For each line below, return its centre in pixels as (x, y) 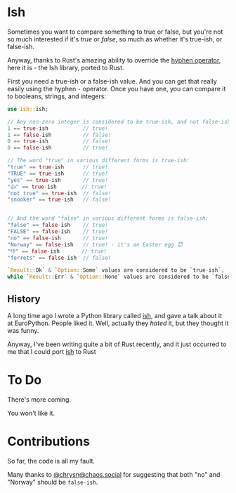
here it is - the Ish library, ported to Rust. (66, 67)
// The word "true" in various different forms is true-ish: (99, 161)
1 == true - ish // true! (58, 128)
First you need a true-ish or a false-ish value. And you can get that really (112, 81)
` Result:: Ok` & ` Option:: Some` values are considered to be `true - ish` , (116, 270)
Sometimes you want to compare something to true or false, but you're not (115, 32)
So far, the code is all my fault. (51, 461)
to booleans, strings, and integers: (57, 96)
